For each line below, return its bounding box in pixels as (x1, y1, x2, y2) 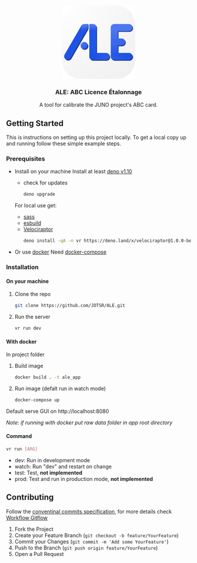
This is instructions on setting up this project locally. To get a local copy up (6, 134, 186, 141)
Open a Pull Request (14, 550, 64, 557)
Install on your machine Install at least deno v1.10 (14, 168, 133, 175)
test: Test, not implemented (14, 469, 83, 476)
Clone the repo (14, 291, 51, 298)
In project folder (6, 351, 45, 358)
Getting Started (6, 118, 64, 128)
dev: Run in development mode (14, 457, 90, 464)
